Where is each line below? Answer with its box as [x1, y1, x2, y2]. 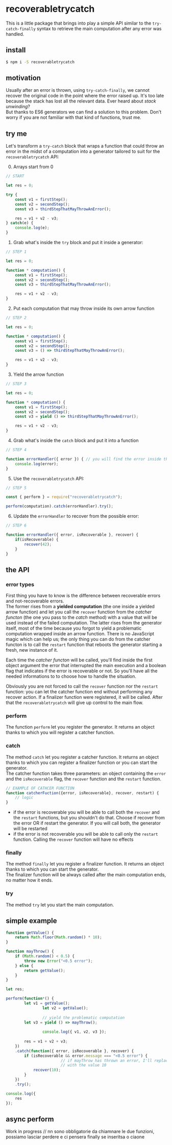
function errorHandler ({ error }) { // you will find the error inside [6, 456, 161, 461]
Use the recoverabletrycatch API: [13, 475, 85, 481]
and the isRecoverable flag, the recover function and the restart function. [6, 775, 162, 782]
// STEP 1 [6, 249, 27, 254]
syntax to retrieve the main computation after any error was [37, 25, 162, 31]
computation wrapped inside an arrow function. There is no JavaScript [6, 631, 155, 637]
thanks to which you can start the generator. [6, 866, 99, 872]
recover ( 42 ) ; [24, 541, 52, 547]
